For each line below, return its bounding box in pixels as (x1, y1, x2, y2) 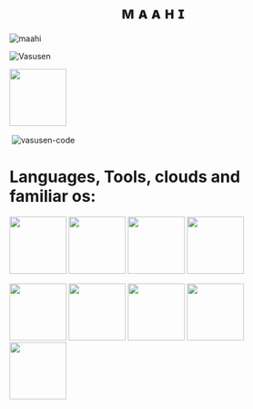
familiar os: (9, 185, 96, 206)
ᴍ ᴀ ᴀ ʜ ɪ (121, 3, 185, 24)
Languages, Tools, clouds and (9, 166, 241, 187)
